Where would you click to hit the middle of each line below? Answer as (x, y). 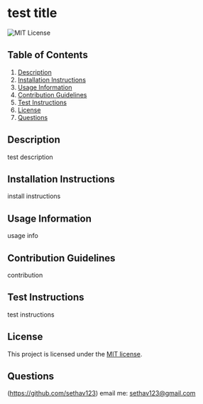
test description (30, 157)
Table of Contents (48, 55)
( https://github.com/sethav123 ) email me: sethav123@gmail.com (101, 393)
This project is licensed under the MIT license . (75, 354)
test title (32, 13)
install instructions (34, 196)
